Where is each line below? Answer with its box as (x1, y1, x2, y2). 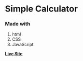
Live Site (5, 51, 23, 57)
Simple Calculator (5, 3, 78, 14)
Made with (5, 21, 30, 27)
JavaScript (12, 42, 34, 48)
